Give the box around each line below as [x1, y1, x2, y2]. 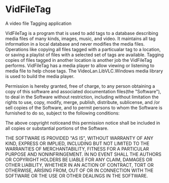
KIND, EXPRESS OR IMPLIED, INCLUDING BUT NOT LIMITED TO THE [5, 140, 150, 147]
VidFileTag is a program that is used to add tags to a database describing [5, 30, 159, 36]
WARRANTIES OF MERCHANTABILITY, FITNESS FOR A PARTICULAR [5, 145, 149, 152]
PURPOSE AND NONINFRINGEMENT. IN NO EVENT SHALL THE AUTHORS [5, 151, 162, 157]
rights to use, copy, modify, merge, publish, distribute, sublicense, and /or [5, 99, 160, 105]
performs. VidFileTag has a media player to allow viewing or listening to [5, 62, 155, 68]
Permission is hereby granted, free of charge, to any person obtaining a [5, 83, 155, 89]
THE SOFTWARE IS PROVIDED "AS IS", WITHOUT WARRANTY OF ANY [5, 135, 154, 141]
